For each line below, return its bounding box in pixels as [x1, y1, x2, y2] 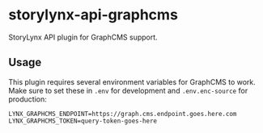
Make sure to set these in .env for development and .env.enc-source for [8, 85, 248, 95]
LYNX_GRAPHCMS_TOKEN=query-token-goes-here [8, 117, 158, 125]
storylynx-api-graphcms [8, 6, 178, 24]
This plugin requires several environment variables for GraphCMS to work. [8, 77, 257, 86]
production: [8, 94, 47, 104]
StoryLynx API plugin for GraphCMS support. [8, 32, 158, 42]
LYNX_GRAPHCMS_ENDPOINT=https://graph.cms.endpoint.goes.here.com [8, 110, 237, 118]
